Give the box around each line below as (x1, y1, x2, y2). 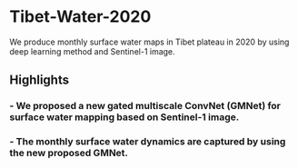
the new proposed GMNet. (9, 147, 129, 160)
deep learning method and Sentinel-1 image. (9, 45, 175, 56)
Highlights (9, 73, 70, 88)
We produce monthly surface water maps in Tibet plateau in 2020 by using (9, 36, 290, 47)
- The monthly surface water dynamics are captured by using (9, 135, 286, 148)
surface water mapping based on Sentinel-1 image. (9, 111, 240, 124)
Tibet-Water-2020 (9, 6, 152, 27)
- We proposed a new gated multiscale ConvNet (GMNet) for (9, 100, 282, 113)
